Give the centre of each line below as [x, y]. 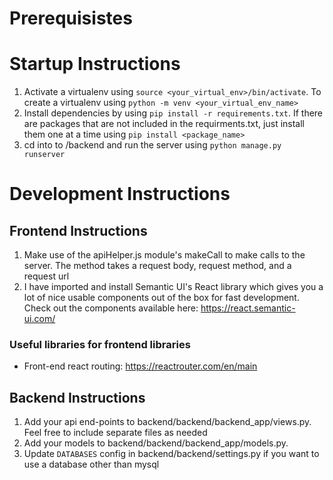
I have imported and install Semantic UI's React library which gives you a [173, 287]
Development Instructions [120, 194]
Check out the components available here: [111, 308]
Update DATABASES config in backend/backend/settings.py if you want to [171, 454]
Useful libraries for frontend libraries [100, 345]
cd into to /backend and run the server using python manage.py [152, 145]
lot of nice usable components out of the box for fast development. [161, 298]
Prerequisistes [71, 18]
